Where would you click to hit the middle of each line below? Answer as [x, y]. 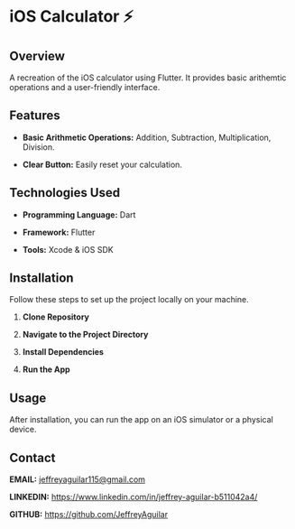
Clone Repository [56, 317]
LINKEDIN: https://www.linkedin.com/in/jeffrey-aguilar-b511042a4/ [134, 497]
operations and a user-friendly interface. [85, 87]
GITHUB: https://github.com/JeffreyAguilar [89, 515]
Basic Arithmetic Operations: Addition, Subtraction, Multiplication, [147, 137]
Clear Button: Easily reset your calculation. [102, 164]
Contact [32, 457]
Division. [39, 147]
